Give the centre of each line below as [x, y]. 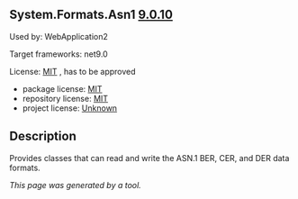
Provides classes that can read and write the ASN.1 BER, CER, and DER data [149, 158]
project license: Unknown [70, 108]
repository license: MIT [65, 98]
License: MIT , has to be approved [73, 71]
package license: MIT [62, 88]
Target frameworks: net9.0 [59, 54]
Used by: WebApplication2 [59, 36]
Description [43, 136]
